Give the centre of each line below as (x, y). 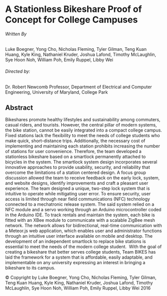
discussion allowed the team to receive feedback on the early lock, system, (83, 178)
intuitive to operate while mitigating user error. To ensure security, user (78, 194)
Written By (16, 34)
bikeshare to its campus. (30, 268)
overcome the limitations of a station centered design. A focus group (76, 172)
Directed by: (18, 71)
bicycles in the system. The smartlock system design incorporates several (81, 162)
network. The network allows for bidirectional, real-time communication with (83, 226)
